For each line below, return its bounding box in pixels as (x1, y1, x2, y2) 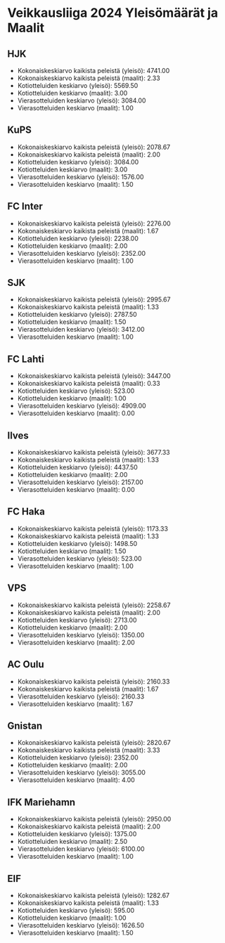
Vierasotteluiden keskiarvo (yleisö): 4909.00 (17, 402, 146, 410)
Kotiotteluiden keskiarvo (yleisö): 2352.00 (17, 753, 139, 762)
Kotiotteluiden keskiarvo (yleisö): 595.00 (17, 906, 135, 914)
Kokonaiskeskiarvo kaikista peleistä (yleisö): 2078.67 (17, 143, 171, 151)
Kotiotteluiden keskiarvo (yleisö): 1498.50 (17, 539, 138, 547)
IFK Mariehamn (7, 796, 76, 808)
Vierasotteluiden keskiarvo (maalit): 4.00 (17, 776, 135, 784)
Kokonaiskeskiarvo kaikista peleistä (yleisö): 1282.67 (17, 891, 170, 899)
